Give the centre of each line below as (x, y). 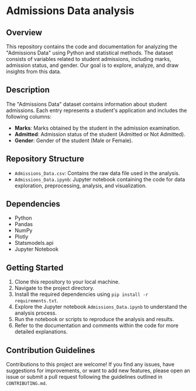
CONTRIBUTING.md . (27, 383)
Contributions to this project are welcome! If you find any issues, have (90, 365)
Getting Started (35, 267)
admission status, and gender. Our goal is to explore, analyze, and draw (92, 65)
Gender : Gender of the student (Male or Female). (74, 140)
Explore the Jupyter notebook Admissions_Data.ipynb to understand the (101, 307)
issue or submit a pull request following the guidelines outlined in (84, 377)
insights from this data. (34, 71)
